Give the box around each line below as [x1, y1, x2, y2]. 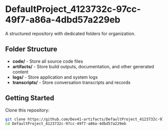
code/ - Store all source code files [12, 58, 83, 64]
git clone [5, 117, 26, 122]
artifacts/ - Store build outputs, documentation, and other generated [12, 63, 154, 69]
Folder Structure [5, 45, 57, 53]
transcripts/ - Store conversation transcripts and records [12, 79, 131, 85]
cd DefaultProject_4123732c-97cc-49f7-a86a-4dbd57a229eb [5, 121, 126, 127]
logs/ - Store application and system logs [12, 74, 98, 80]
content [12, 69, 28, 75]
